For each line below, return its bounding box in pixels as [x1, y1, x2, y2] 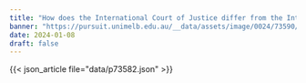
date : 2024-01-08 [9, 30, 76, 39]
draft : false [9, 38, 59, 48]
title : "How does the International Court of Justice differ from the [9, 13, 283, 23]
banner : [9, 22, 39, 31]
